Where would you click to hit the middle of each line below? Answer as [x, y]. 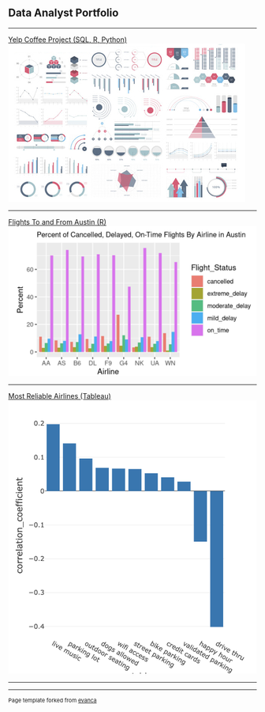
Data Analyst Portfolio [63, 13]
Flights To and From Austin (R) [57, 222]
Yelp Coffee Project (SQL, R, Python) [68, 40]
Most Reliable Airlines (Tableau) [60, 396]
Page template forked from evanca [52, 700]
